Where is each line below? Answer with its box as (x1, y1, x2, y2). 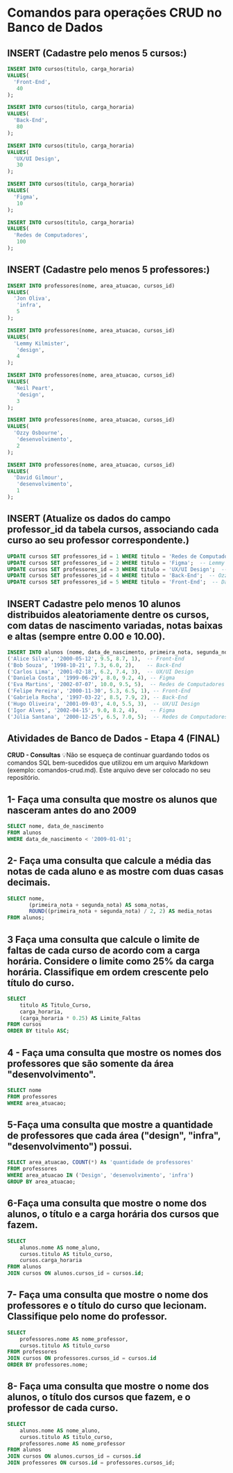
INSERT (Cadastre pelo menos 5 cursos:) (7, 47, 187, 59)
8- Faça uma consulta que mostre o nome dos (7, 1381, 209, 1393)
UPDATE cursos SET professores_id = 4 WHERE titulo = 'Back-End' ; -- (7, 572, 216, 579)
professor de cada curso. (7, 1402, 119, 1414)
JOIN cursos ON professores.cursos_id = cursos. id (7, 1355, 157, 1362)
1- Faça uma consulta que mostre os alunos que (7, 793, 218, 806)
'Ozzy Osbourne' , (13, 429, 64, 436)
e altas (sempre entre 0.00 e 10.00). (7, 630, 166, 642)
